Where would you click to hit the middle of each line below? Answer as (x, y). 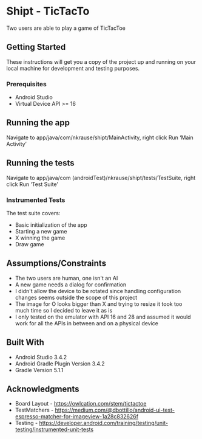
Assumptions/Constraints (56, 264)
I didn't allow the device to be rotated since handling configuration (98, 291)
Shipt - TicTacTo (48, 11)
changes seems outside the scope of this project (76, 297)
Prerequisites (26, 84)
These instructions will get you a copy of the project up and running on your (101, 61)
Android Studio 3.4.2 (41, 357)
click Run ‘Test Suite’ (32, 184)
